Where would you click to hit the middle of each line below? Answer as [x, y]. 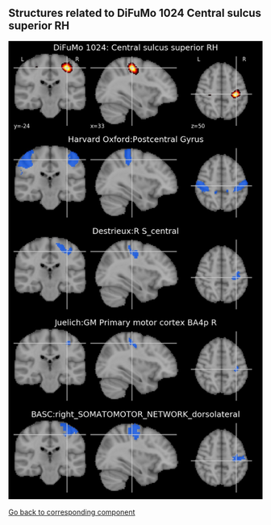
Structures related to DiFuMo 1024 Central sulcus [135, 13]
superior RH [39, 26]
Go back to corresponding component [72, 512]
